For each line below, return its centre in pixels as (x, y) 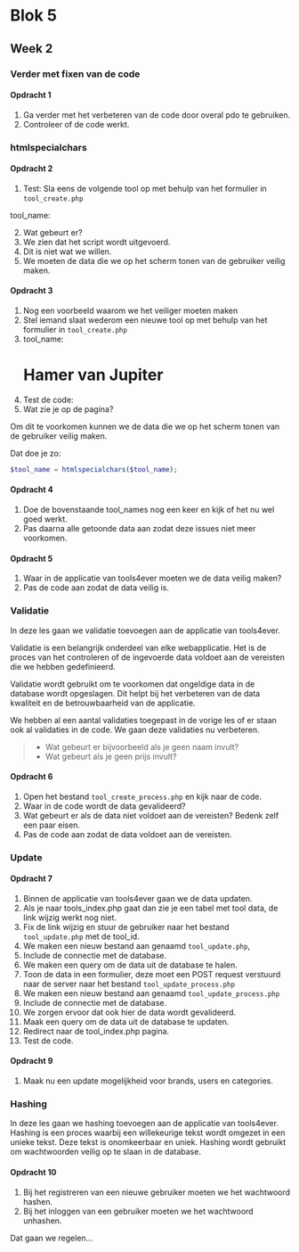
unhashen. (42, 1220)
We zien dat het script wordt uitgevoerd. (97, 242)
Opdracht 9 (32, 1061)
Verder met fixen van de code (75, 74)
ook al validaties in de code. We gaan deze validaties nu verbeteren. (135, 729)
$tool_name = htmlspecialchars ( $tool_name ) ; (94, 469)
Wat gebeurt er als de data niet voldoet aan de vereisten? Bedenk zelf (151, 815)
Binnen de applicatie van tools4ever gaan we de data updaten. (137, 898)
